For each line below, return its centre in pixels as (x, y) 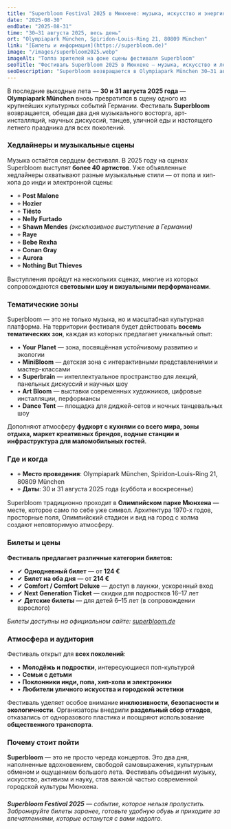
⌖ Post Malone (38, 195)
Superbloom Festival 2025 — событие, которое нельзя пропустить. (106, 804)
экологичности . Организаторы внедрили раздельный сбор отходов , (110, 710)
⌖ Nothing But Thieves (49, 265)
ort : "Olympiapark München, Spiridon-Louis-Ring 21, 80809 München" (107, 39)
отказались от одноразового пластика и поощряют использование (106, 717)
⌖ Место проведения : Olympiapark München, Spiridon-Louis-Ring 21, (117, 474)
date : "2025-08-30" (35, 20)
